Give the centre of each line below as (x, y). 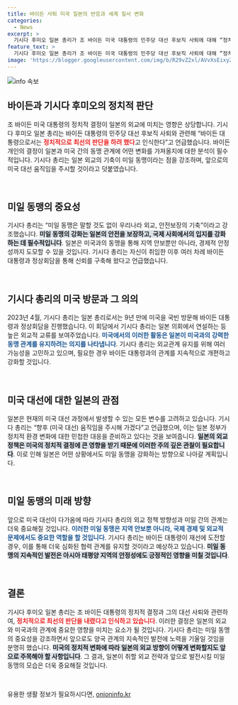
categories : (25, 21)
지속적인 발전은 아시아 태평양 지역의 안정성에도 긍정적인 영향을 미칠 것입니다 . (125, 555)
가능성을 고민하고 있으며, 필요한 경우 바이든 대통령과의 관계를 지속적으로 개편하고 (119, 353)
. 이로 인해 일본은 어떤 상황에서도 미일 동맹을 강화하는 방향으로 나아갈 (108, 454)
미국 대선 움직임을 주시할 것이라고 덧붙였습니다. (73, 168)
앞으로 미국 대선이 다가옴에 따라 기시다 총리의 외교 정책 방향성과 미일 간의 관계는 (118, 520)
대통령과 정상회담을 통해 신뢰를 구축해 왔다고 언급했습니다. (88, 261)
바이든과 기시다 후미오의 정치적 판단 (80, 106)
